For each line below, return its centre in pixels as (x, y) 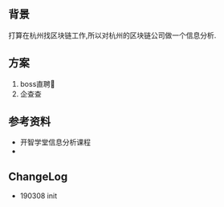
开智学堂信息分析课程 (55, 142)
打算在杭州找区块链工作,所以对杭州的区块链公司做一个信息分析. (112, 35)
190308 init (39, 196)
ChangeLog (38, 176)
